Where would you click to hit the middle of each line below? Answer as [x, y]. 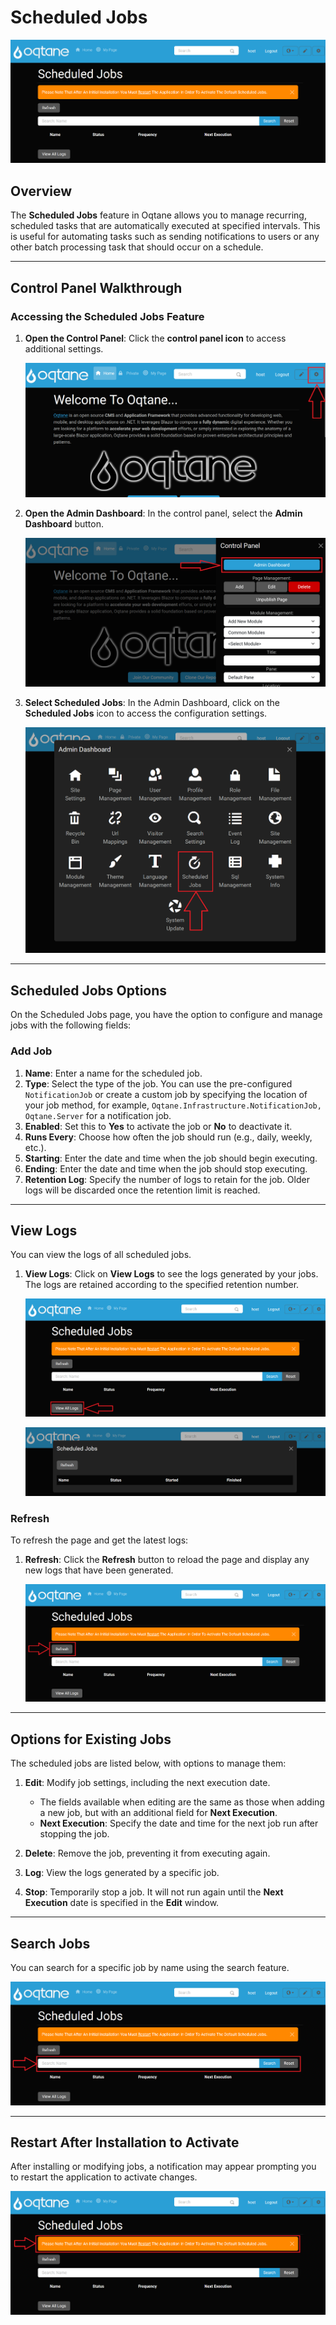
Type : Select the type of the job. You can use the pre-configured [158, 1083]
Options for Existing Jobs [91, 1739]
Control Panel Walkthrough [96, 287]
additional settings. [64, 348]
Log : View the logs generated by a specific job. [122, 1873]
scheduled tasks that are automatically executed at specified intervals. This [165, 226]
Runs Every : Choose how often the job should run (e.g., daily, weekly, [168, 1137]
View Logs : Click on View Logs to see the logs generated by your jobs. [171, 1274]
